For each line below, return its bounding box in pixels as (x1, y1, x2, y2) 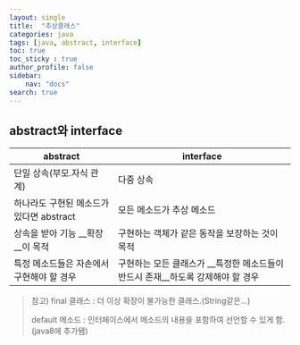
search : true (9, 88, 58, 97)
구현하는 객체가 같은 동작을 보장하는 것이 (117, 227, 279, 240)
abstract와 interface (9, 122, 123, 139)
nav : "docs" (25, 80, 70, 88)
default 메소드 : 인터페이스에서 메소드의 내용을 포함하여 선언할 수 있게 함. (30, 315, 286, 325)
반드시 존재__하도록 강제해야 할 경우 (117, 271, 260, 283)
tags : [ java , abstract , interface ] (9, 38, 142, 47)
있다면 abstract (13, 211, 76, 223)
